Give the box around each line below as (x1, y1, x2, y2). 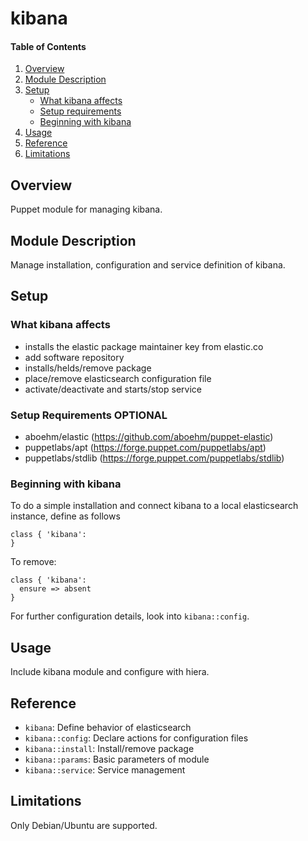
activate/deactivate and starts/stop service (24, 383, 202, 395)
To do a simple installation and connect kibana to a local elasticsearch (10, 500, 299, 512)
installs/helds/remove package (24, 362, 152, 374)
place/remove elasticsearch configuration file (24, 372, 212, 384)
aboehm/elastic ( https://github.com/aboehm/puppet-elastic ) (24, 431, 274, 442)
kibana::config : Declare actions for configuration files (24, 732, 249, 744)
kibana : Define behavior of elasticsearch (24, 721, 192, 733)
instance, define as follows (10, 510, 121, 522)
